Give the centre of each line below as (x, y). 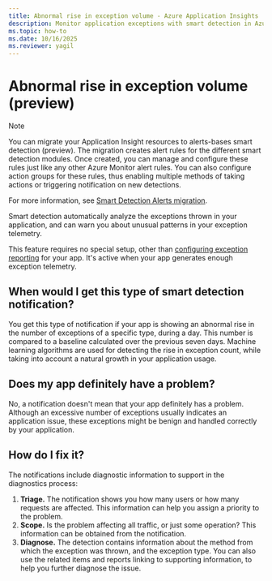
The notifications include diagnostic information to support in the (117, 475)
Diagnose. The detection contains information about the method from (136, 542)
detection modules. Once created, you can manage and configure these (128, 159)
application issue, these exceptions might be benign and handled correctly (133, 421)
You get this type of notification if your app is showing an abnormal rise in (132, 324)
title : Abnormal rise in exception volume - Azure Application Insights (134, 16)
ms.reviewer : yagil (41, 46)
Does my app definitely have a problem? (112, 384)
